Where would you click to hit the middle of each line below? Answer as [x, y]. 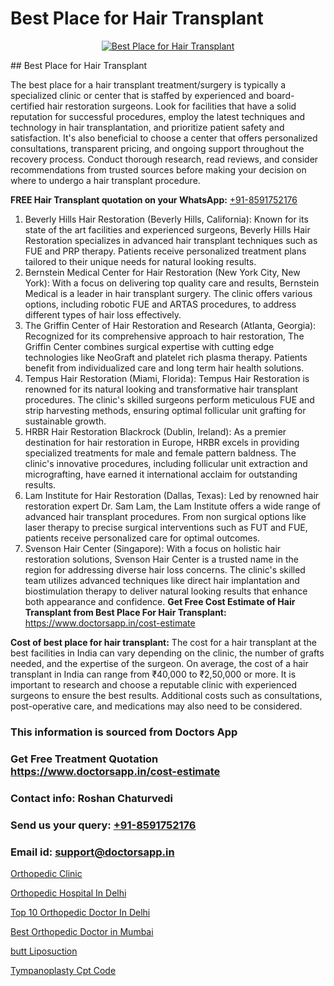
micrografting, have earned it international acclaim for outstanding [161, 474]
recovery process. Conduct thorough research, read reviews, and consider [164, 159]
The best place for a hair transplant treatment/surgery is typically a [148, 84]
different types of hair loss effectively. [103, 314]
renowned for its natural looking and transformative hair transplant [161, 389]
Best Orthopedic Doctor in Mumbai [82, 931]
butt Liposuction [44, 951]
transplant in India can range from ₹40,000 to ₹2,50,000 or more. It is [153, 674]
